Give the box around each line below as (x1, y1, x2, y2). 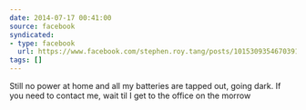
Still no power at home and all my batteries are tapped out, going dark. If (9, 81, 281, 91)
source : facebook (9, 22, 76, 31)
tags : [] (9, 55, 43, 65)
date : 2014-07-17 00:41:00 (9, 13, 112, 23)
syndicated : (9, 30, 55, 39)
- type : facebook (9, 38, 76, 48)
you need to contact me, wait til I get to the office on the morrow (9, 90, 251, 101)
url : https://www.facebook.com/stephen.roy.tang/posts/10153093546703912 (17, 47, 303, 56)
